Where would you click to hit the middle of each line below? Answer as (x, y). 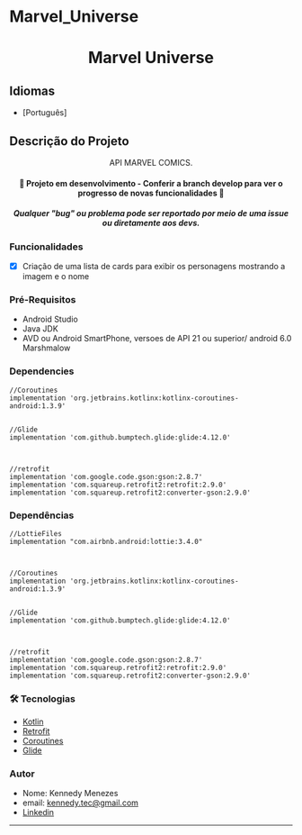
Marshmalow (46, 348)
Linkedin (38, 812)
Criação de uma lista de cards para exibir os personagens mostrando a (154, 266)
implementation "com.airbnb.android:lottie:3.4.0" (106, 541)
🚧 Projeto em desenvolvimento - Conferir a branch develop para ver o (151, 183)
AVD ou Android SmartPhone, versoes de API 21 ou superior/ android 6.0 (157, 339)
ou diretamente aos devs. (151, 223)
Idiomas (32, 91)
